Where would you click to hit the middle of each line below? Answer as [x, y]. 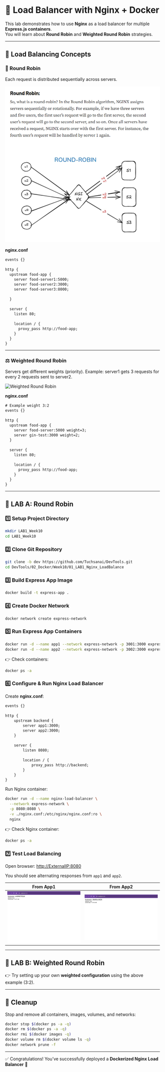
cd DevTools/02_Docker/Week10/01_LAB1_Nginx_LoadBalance [65, 567]
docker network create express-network [46, 619]
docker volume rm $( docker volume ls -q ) [48, 1040]
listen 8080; [36, 750]
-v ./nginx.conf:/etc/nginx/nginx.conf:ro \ [56, 814]
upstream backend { [34, 721]
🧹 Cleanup [21, 1003]
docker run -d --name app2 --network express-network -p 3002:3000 [76, 649]
